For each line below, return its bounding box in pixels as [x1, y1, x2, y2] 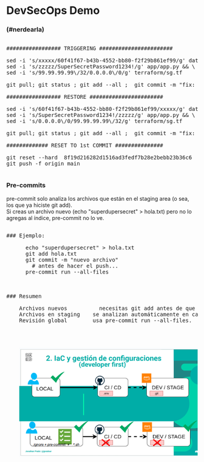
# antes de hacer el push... [32, 262, 119, 269]
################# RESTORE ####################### [6, 93, 164, 101]
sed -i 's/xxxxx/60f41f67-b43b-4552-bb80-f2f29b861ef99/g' [6, 57, 186, 64]
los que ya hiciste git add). [6, 201, 73, 209]
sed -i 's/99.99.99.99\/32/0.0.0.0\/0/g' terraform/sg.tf [6, 69, 183, 76]
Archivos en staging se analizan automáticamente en [19, 310, 189, 318]
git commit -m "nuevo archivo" [25, 256, 119, 263]
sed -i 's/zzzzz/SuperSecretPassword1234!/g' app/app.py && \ [6, 63, 195, 70]
